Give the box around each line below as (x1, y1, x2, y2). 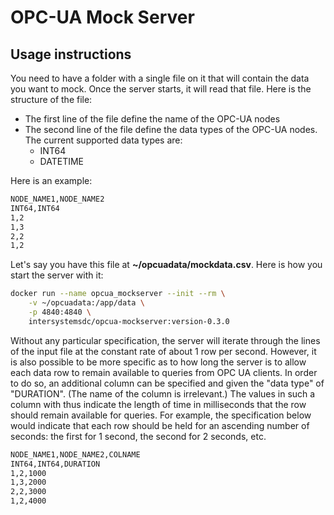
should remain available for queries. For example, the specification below (10, 409, 312, 421)
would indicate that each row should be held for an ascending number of (10, 419, 310, 431)
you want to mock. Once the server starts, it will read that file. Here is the (10, 83, 312, 95)
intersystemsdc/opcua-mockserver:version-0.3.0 (28, 316, 230, 326)
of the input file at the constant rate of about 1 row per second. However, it (10, 345, 317, 357)
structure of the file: (10, 94, 93, 105)
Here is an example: (10, 175, 93, 186)
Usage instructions (10, 46, 132, 63)
